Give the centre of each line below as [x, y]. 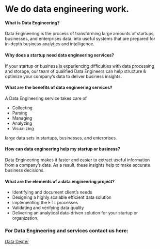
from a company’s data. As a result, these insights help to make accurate [78, 165]
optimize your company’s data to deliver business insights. [64, 76]
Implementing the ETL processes [45, 203]
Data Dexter [17, 241]
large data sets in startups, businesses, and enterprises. [61, 138]
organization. [25, 218]
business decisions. [25, 170]
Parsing [20, 113]
